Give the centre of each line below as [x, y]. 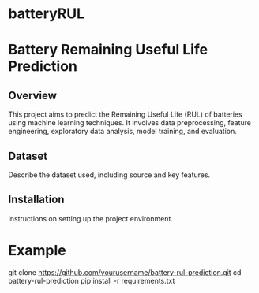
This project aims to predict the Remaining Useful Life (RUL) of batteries [125, 114]
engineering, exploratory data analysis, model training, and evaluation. [122, 132]
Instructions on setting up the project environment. [91, 218]
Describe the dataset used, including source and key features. [109, 175]
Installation [36, 200]
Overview [33, 95]
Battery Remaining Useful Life [108, 50]
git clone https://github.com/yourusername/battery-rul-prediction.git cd [125, 272]
